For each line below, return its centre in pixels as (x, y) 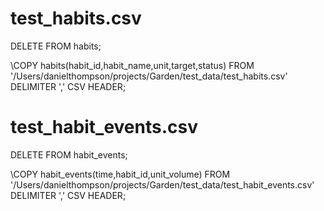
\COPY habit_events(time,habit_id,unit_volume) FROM (120, 174)
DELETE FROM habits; (56, 46)
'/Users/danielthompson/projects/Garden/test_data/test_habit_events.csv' (162, 184)
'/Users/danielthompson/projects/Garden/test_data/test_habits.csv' (149, 76)
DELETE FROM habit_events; (69, 154)
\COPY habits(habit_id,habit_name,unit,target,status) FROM (132, 65)
